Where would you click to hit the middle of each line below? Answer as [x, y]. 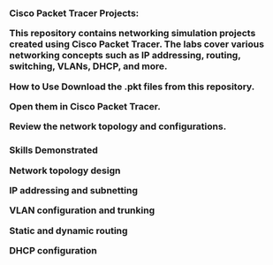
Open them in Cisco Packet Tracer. [85, 107]
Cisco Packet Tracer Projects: [74, 13]
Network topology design [65, 170]
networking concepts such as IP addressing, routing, [125, 56]
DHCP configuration [53, 251]
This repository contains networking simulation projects [133, 34]
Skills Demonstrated [54, 150]
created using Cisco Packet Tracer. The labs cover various [137, 44]
